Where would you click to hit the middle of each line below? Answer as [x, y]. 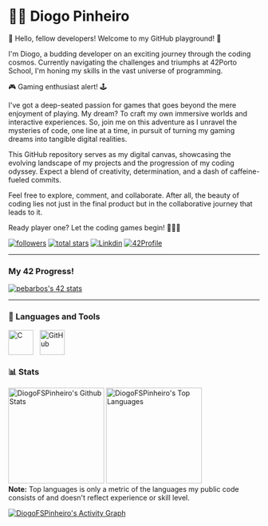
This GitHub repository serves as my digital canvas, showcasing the [120, 154]
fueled [19, 179]
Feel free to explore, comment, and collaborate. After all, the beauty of [124, 195]
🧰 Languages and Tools [54, 316]
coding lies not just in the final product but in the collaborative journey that [130, 203]
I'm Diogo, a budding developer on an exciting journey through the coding [130, 53]
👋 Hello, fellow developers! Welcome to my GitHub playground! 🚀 [115, 38]
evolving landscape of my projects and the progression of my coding [122, 163]
